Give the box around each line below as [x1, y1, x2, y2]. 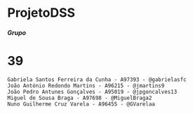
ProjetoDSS [7, 5, 76, 21]
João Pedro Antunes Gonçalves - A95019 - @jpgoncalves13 [7, 88, 178, 95]
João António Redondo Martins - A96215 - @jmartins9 [7, 82, 165, 89]
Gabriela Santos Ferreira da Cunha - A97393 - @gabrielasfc [7, 76, 187, 83]
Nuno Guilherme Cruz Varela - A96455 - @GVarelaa [7, 100, 156, 108]
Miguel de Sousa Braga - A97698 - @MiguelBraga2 [7, 94, 152, 101]
